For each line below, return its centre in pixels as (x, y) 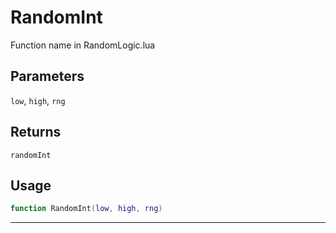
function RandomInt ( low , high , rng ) (86, 209)
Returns (36, 132)
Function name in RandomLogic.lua (83, 45)
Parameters (47, 76)
